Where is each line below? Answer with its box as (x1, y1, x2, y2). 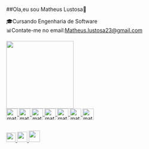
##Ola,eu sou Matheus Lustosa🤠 (6, 6, 87, 13)
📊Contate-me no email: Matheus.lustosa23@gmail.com (6, 27, 142, 34)
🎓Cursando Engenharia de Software (6, 18, 98, 25)
